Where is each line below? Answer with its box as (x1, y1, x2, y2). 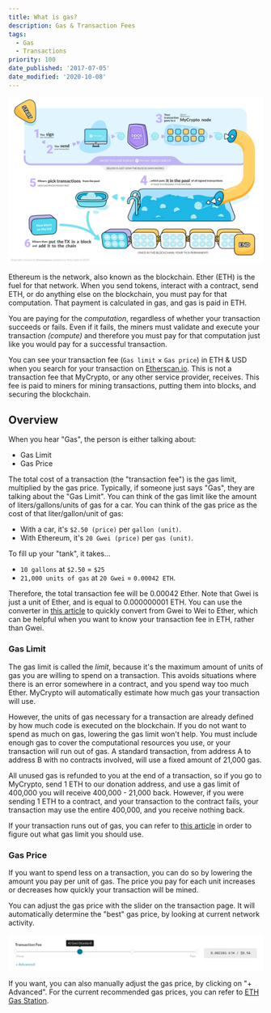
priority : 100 (8, 56, 57, 64)
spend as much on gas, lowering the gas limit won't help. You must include (8, 729, 257, 739)
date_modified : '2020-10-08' (8, 73, 107, 81)
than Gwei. (8, 623, 44, 633)
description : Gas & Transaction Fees (8, 21, 136, 30)
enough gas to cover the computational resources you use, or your (8, 737, 231, 748)
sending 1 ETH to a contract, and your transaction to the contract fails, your (8, 796, 259, 806)
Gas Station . (8, 996, 49, 1006)
